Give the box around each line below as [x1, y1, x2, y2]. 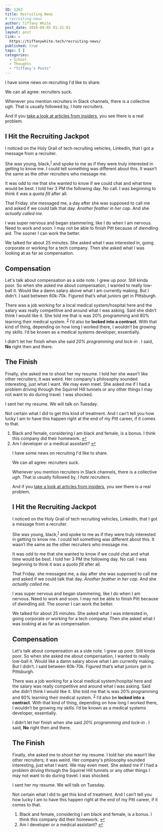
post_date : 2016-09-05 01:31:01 [5, 25, 71, 30]
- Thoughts [9, 61, 32, 66]
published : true [5, 43, 38, 48]
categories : [5, 52, 29, 58]
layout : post [5, 30, 32, 35]
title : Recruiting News [5, 12, 54, 17]
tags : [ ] [5, 48, 25, 53]
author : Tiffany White [5, 20, 51, 26]
